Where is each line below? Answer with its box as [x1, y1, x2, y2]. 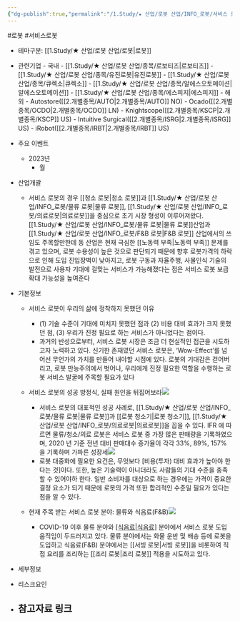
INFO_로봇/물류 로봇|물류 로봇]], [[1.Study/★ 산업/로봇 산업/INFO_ [36, 202, 223, 211]
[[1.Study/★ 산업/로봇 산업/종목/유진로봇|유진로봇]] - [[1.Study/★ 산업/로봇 [17, 70, 230, 79]
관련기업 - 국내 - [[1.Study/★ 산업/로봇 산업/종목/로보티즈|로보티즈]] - [17, 61, 214, 70]
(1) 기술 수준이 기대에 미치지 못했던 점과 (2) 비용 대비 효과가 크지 [39, 319, 219, 328]
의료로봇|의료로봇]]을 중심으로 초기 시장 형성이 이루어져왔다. [36, 211, 204, 220]
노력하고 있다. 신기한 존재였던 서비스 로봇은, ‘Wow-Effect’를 [52, 345, 220, 354]
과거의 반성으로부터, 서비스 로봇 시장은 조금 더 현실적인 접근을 [39, 337, 211, 345]
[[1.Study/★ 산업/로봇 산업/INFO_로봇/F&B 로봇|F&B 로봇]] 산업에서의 [28, 229, 225, 238]
